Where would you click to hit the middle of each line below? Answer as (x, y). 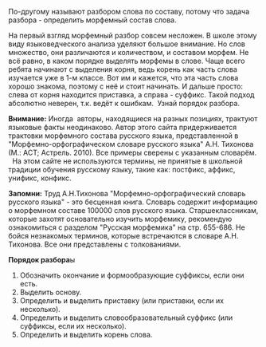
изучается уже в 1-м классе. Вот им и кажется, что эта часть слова (123, 78)
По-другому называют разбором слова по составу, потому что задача (129, 12)
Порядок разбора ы (42, 260)
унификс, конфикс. (40, 178)
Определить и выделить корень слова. (86, 335)
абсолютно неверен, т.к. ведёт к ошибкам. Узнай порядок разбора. (124, 103)
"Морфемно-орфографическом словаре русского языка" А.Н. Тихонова (131, 144)
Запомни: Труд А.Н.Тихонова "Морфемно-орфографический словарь (127, 193)
